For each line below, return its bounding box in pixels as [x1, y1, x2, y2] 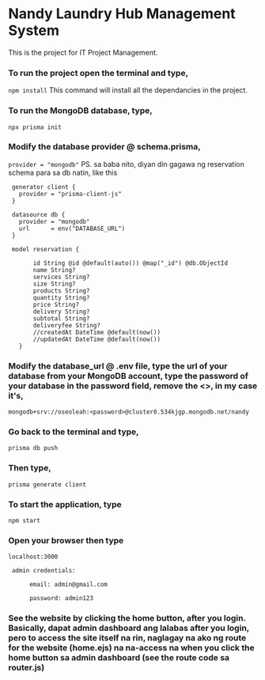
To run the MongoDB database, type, [8, 105, 153, 116]
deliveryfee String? [32, 321, 101, 329]
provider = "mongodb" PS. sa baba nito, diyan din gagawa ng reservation [8, 159, 245, 168]
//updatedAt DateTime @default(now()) [32, 335, 161, 343]
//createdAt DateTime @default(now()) [32, 328, 161, 336]
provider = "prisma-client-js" [18, 190, 123, 198]
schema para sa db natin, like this [8, 168, 118, 177]
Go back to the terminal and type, [8, 426, 140, 437]
